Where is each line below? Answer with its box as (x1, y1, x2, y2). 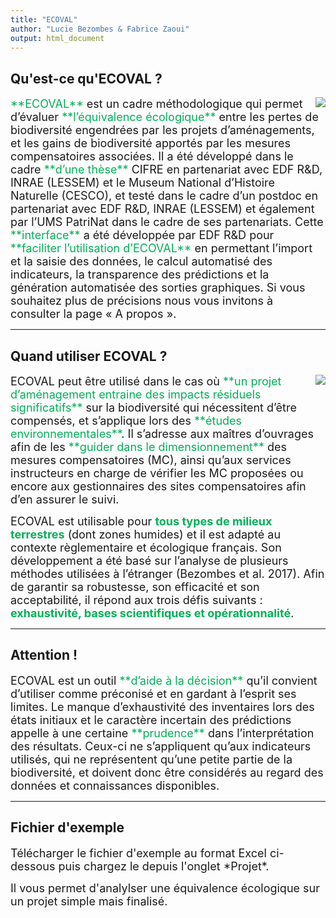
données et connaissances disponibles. (10, 778, 220, 793)
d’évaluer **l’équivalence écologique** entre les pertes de (10, 110, 319, 125)
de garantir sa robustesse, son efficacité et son (10, 580, 260, 594)
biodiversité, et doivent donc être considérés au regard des (10, 765, 324, 780)
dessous (10, 859, 56, 873)
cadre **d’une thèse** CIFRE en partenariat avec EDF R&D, (10, 162, 323, 177)
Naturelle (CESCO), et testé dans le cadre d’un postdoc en (10, 189, 319, 203)
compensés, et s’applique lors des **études (10, 414, 243, 428)
